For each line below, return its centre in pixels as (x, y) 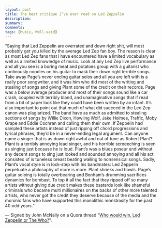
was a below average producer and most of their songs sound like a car (77, 92)
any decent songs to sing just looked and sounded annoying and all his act (79, 154)
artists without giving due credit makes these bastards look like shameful (78, 185)
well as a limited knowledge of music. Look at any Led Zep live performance (81, 61)
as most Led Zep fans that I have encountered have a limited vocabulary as (80, 56)
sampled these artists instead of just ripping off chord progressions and (76, 128)
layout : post (18, 9)
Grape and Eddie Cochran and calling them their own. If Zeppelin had (74, 123)
